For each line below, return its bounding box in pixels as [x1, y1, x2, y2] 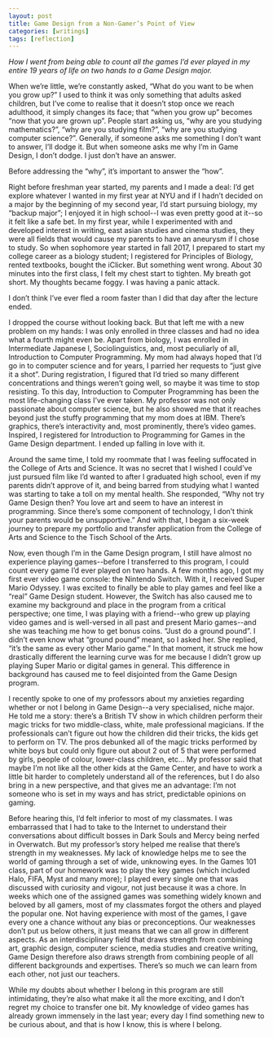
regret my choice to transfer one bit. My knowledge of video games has [8, 1003, 249, 1013]
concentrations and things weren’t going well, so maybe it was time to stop [8, 378, 260, 388]
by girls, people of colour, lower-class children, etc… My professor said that [8, 754, 262, 764]
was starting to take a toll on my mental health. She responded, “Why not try [8, 490, 265, 499]
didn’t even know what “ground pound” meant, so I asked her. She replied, [8, 635, 258, 644]
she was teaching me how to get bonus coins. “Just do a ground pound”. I [8, 626, 256, 636]
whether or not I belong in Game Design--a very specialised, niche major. [8, 702, 255, 713]
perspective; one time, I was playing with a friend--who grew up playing [8, 609, 250, 619]
